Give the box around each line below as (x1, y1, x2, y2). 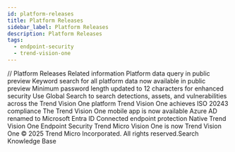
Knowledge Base (7, 136, 56, 145)
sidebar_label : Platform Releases (7, 23, 109, 30)
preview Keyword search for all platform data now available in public (7, 76, 206, 85)
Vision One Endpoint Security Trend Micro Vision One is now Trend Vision (7, 122, 222, 130)
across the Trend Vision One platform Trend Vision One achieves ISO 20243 (7, 99, 229, 107)
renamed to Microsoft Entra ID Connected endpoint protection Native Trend (7, 114, 227, 122)
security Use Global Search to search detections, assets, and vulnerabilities (7, 91, 227, 100)
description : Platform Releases (7, 30, 102, 37)
